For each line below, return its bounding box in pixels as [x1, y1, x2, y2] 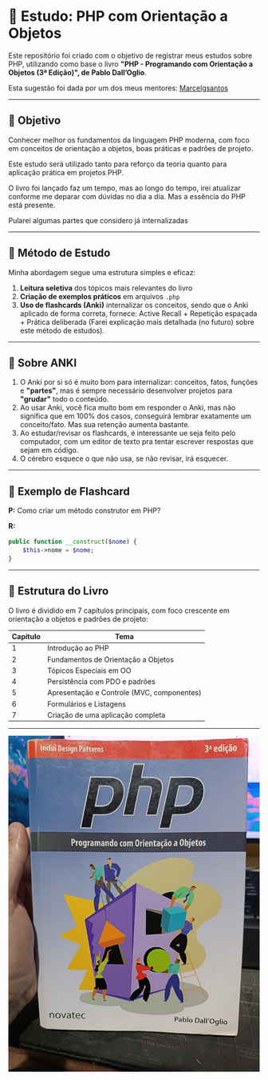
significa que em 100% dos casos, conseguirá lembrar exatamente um [19, 411, 252, 421]
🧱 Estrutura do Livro [8, 584, 109, 598]
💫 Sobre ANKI [8, 356, 77, 370]
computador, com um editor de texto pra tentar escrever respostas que [19, 437, 254, 446]
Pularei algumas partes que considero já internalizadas [8, 215, 189, 225]
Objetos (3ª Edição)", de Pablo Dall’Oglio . [8, 67, 148, 77]
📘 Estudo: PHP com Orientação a [8, 7, 229, 26]
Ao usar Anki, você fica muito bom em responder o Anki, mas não [19, 403, 236, 413]
